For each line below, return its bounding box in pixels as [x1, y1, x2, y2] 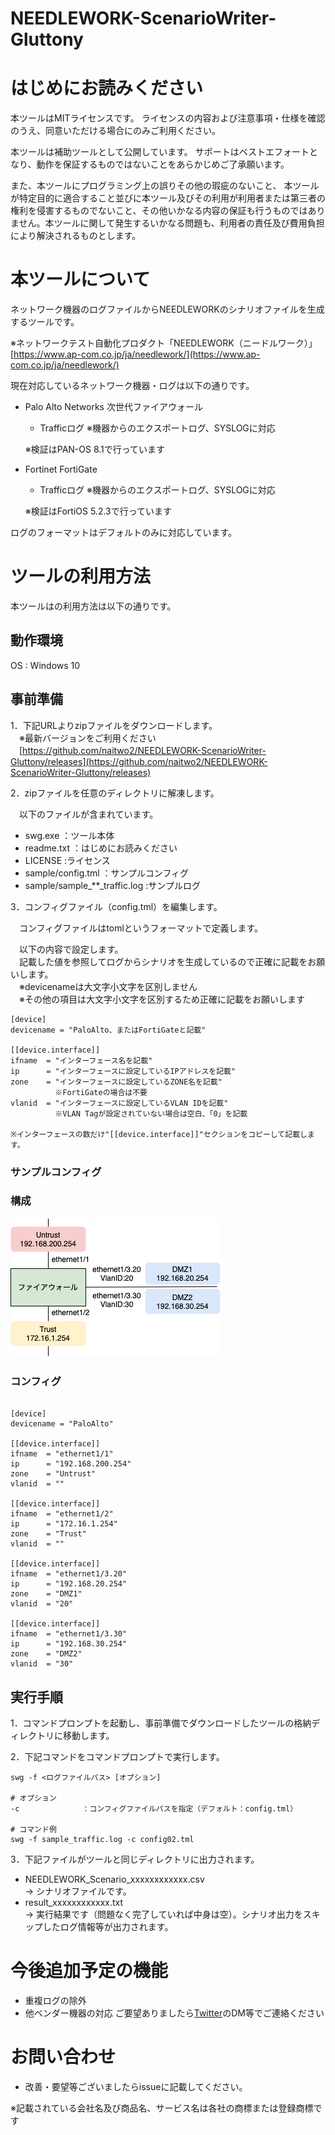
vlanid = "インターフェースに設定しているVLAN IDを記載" [10, 1098, 229, 1108]
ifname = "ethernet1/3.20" [10, 1569, 128, 1579]
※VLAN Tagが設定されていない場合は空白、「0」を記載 [54, 1108, 248, 1119]
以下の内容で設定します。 [18, 943, 124, 955]
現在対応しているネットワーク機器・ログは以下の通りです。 [10, 380, 255, 392]
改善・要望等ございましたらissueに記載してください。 [24, 2080, 248, 2092]
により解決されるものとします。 [10, 230, 142, 242]
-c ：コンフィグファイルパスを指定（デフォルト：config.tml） [10, 1803, 298, 1814]
